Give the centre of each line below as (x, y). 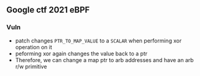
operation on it (34, 47)
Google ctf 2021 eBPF (48, 10)
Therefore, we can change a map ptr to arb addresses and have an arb (104, 60)
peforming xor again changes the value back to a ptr (81, 54)
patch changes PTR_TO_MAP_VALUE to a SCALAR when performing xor (98, 40)
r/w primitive (31, 66)
